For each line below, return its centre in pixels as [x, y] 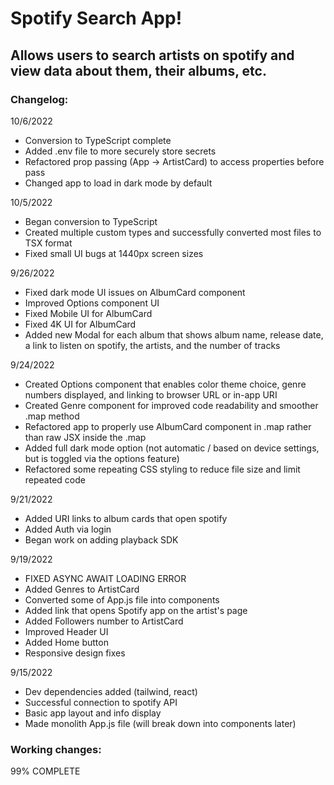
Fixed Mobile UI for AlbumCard [88, 313]
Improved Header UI [66, 631]
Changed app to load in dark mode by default [118, 183]
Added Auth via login [68, 529]
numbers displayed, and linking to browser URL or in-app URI [151, 394]
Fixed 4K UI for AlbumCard [80, 324]
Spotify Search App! [96, 18]
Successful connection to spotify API [101, 702]
